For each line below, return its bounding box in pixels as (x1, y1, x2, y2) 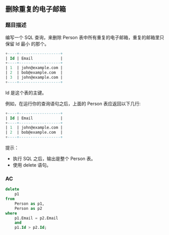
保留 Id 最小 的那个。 (5, 41, 50, 47)
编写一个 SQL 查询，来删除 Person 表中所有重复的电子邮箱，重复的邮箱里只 (5, 34, 164, 40)
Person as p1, (14, 201, 45, 206)
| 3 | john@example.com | (5, 75, 63, 80)
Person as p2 (14, 206, 43, 211)
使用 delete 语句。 (12, 162, 51, 168)
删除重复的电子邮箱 (5, 5, 66, 14)
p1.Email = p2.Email (14, 215, 58, 221)
